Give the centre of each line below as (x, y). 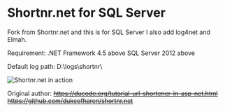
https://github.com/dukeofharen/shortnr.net (70, 101)
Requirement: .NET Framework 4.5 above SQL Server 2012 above (101, 53)
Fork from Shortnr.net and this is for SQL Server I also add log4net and (109, 32)
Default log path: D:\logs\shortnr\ (55, 66)
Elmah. (17, 39)
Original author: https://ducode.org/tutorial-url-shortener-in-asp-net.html (112, 93)
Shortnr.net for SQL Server (87, 13)
